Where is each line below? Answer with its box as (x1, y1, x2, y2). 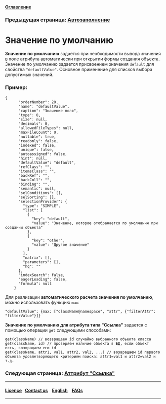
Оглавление (5, 4, 32, 10)
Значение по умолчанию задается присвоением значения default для (5, 61, 154, 67)
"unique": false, (18, 147, 54, 152)
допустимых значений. (5, 72, 54, 78)
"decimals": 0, (18, 121, 50, 126)
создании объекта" (5, 225, 43, 230)
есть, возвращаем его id (5, 345, 56, 350)
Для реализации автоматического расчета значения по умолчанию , (5, 294, 154, 300)
